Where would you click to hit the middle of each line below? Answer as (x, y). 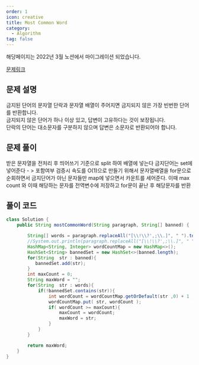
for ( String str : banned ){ (62, 258)
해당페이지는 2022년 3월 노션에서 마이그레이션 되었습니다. (73, 56)
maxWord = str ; (78, 318)
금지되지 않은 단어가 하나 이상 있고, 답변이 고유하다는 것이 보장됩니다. (86, 119)
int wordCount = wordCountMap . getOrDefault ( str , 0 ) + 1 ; (121, 296)
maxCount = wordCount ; (87, 313)
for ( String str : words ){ (61, 285)
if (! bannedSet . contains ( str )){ (76, 290)
